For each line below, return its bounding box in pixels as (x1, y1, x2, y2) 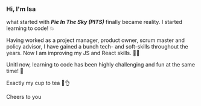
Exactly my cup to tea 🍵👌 (6, 80, 71, 87)
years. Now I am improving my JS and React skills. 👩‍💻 (6, 50, 140, 57)
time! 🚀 (6, 68, 24, 75)
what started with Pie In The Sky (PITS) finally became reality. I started (6, 19, 183, 26)
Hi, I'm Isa (6, 5, 36, 13)
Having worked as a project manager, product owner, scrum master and (6, 37, 185, 44)
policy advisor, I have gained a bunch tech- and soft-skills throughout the (6, 43, 188, 50)
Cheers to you (6, 93, 42, 101)
